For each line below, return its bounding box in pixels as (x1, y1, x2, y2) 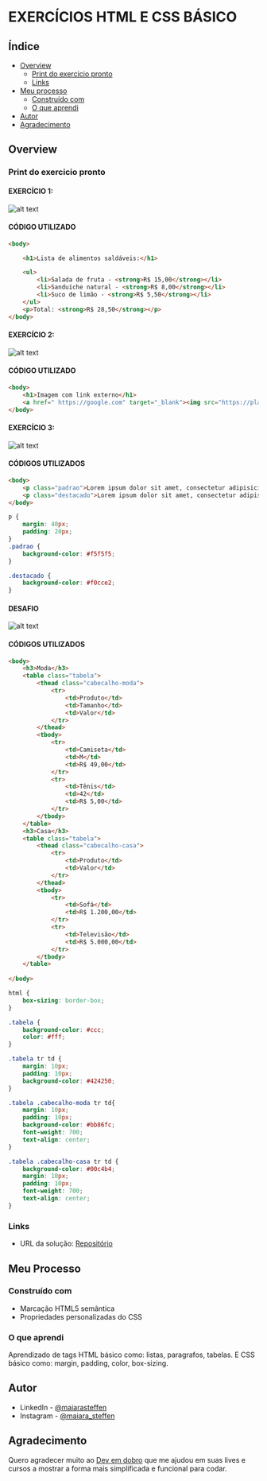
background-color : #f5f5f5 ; (22, 549, 115, 558)
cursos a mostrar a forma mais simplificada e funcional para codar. (8, 1464, 228, 1473)
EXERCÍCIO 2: (8, 330, 55, 339)
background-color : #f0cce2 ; (22, 579, 115, 587)
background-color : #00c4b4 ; (22, 1165, 115, 1173)
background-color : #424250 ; (22, 1077, 115, 1085)
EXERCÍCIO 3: (8, 423, 55, 432)
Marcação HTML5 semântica (19, 1304, 115, 1313)
